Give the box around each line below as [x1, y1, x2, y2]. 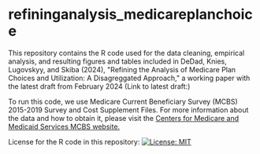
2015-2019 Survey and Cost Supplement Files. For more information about [8, 104, 249, 115]
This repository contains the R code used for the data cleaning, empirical [8, 48, 245, 57]
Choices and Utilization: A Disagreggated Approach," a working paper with [8, 73, 251, 82]
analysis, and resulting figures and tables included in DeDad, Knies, [8, 57, 227, 66]
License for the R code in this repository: [8, 137, 140, 146]
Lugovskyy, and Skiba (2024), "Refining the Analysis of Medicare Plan [8, 64, 236, 74]
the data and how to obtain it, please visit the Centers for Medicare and [8, 113, 240, 123]
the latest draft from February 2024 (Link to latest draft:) [8, 81, 191, 91]
